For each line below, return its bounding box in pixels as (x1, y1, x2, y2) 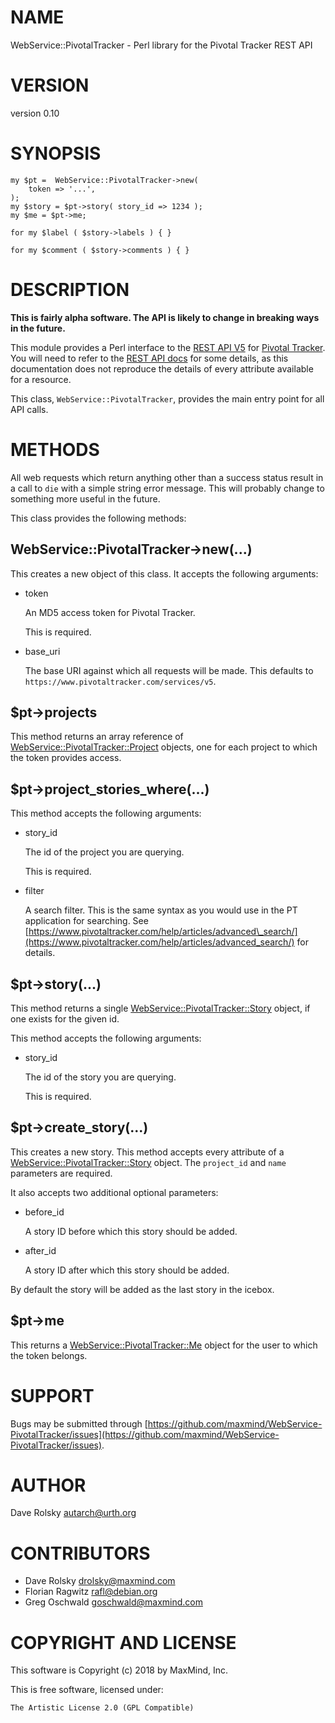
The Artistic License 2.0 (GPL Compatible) (10, 1703, 195, 1713)
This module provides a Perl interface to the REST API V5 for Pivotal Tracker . (10, 341, 326, 353)
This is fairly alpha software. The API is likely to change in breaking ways (10, 311, 320, 323)
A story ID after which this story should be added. (24, 1264, 230, 1276)
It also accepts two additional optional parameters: (10, 1186, 219, 1198)
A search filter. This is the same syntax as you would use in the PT (24, 904, 298, 916)
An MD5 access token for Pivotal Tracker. (24, 606, 196, 618)
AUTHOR (10, 1474, 87, 1496)
